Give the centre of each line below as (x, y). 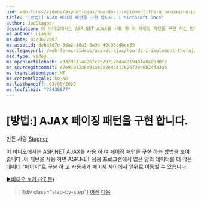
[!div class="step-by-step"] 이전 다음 (66, 191)
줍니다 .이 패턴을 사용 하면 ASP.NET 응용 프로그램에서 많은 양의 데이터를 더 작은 (99, 159)
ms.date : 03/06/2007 (32, 39)
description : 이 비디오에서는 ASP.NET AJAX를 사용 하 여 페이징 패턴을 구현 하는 (97, 28)
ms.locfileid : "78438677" (38, 90)
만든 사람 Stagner (27, 139)
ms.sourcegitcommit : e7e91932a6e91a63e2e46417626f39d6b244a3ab (87, 67)
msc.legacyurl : (25, 51)
